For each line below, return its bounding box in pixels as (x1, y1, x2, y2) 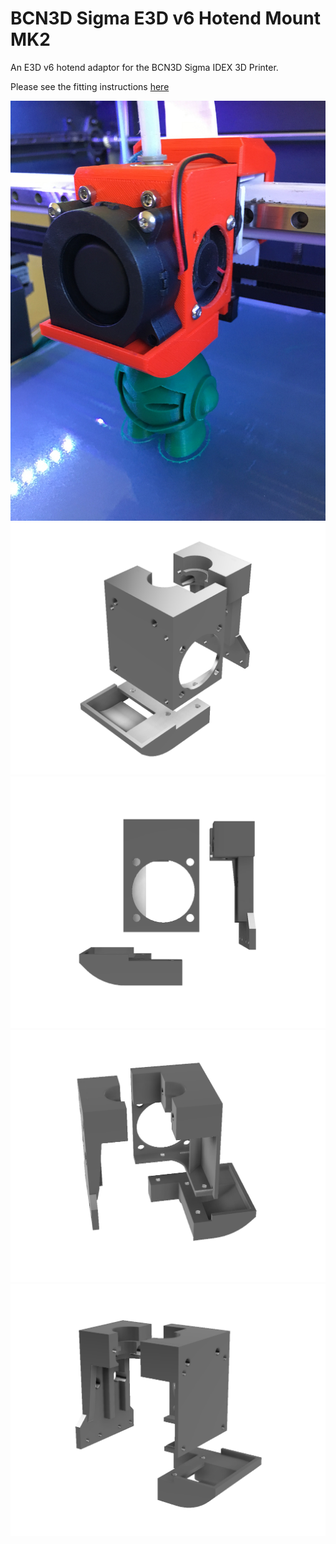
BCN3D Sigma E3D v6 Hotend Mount (10, 7, 321, 30)
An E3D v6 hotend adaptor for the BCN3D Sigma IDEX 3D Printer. (10, 61, 279, 73)
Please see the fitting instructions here (10, 80, 170, 92)
